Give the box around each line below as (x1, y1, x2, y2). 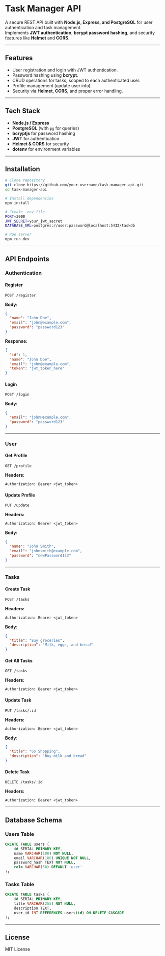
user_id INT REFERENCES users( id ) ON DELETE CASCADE (14, 910, 124, 915)
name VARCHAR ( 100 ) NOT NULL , (14, 851, 74, 856)
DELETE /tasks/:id (5, 780, 43, 785)
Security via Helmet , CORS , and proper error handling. (12, 88, 123, 94)
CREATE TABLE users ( (5, 842, 50, 847)
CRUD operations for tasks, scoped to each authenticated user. (12, 77, 140, 83)
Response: (5, 338, 28, 344)
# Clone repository (5, 178, 45, 183)
